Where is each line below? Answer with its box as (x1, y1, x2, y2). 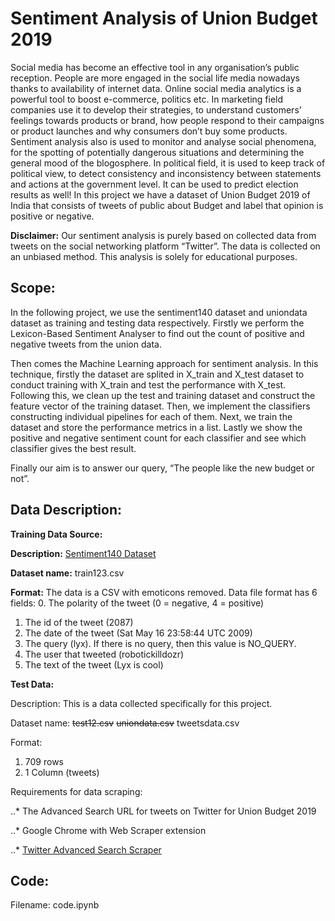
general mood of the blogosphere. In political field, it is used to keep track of (10, 157, 326, 169)
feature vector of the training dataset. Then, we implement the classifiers (10, 400, 311, 412)
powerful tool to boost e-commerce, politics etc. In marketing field (10, 93, 284, 105)
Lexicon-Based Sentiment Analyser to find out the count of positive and (10, 327, 305, 339)
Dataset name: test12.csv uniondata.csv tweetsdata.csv (10, 717, 240, 729)
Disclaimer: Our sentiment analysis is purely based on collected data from (10, 229, 317, 241)
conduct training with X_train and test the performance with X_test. (10, 378, 287, 391)
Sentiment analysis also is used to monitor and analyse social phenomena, (10, 135, 317, 147)
